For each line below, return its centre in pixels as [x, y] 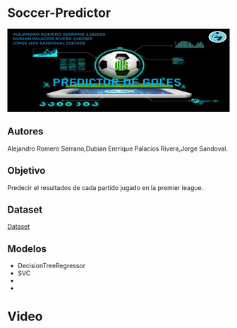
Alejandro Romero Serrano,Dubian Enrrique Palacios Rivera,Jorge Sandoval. [117, 149]
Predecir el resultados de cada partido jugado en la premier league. [105, 187]
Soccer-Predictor [59, 13]
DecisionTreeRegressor [51, 266]
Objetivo [26, 171]
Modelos [27, 249]
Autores [25, 132]
